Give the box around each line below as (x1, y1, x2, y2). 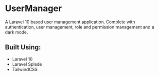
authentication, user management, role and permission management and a (5, 24, 155, 30)
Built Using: (5, 43, 41, 51)
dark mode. (5, 29, 28, 35)
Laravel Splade (12, 61, 42, 67)
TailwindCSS (12, 66, 38, 72)
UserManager (5, 3, 62, 14)
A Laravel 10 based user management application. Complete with (5, 19, 135, 25)
